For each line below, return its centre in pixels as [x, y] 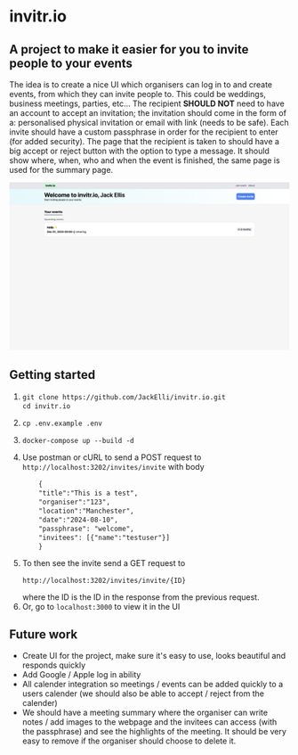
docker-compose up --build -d [78, 440]
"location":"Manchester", [87, 511]
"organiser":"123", [75, 502]
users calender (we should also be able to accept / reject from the [143, 693]
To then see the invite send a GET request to [104, 562]
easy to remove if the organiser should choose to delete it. [129, 741]
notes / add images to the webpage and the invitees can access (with [149, 722]
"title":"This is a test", [89, 493]
